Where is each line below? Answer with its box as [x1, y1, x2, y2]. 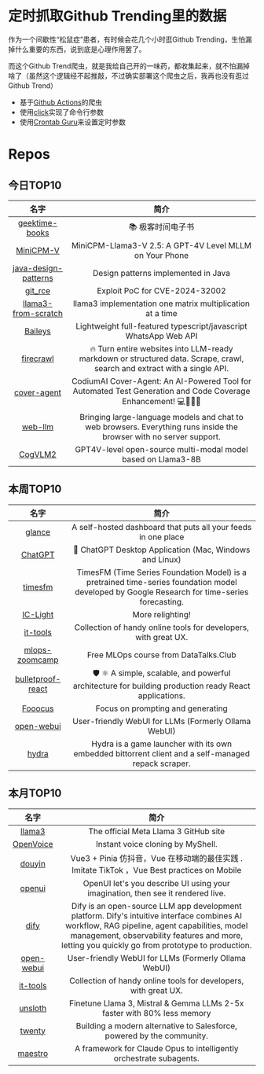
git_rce [24, 285, 51, 296]
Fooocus [22, 703, 54, 714]
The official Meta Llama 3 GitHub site [88, 826, 225, 837]
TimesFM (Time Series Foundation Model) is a [76, 567, 247, 578]
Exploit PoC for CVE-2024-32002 [97, 285, 226, 296]
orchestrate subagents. [113, 1053, 200, 1064]
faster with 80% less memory [101, 1007, 211, 1018]
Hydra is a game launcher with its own [91, 738, 233, 749]
